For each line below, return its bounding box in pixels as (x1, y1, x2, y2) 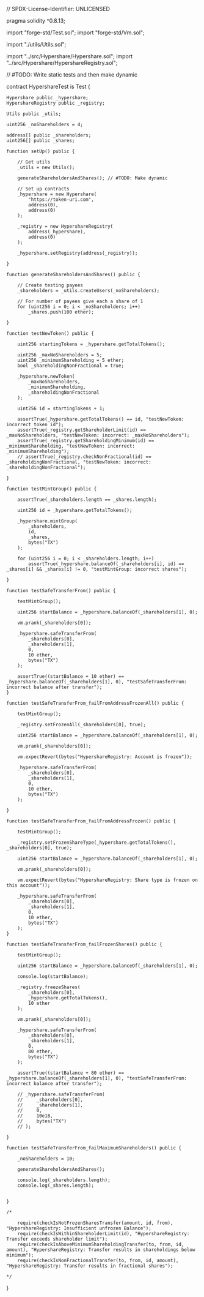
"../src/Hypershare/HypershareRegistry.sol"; (6, 59, 118, 66)
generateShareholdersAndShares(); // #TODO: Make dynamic (17, 175, 168, 181)
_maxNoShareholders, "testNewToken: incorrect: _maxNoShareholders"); (6, 432, 190, 438)
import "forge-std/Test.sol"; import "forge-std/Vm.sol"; (6, 29, 145, 36)
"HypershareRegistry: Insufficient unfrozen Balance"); (6, 1225, 151, 1231)
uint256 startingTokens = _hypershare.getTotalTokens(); (17, 341, 166, 347)
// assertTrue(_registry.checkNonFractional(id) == (17, 454, 151, 460)
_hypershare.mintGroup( (17, 518, 78, 524)
